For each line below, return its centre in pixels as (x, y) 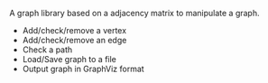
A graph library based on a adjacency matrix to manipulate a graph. (134, 13)
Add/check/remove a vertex (74, 30)
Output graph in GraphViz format (83, 69)
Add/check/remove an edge (74, 40)
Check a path (47, 50)
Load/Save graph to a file (69, 59)
